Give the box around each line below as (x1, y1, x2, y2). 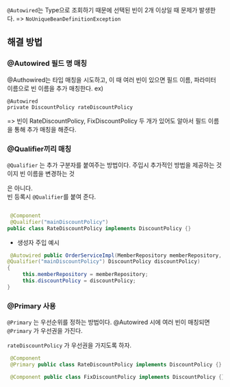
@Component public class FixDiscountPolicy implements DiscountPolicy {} (10, 373, 225, 380)
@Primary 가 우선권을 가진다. (7, 327, 84, 335)
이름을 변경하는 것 (27, 169, 75, 177)
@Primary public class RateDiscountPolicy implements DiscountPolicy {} (10, 362, 222, 369)
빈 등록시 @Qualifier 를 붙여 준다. (7, 192, 97, 201)
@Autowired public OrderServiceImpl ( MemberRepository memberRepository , (10, 252, 222, 259)
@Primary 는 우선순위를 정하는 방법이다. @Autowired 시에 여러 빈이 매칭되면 (7, 318, 210, 327)
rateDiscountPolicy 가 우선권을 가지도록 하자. (7, 341, 132, 349)
